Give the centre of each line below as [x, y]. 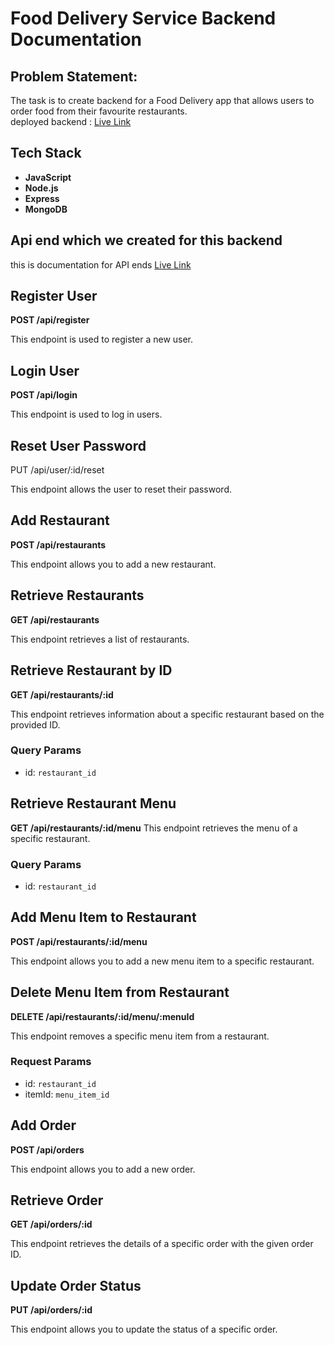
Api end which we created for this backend [146, 240]
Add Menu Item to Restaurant [103, 917]
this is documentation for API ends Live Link [101, 264]
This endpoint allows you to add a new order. [103, 1169]
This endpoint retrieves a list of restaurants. [100, 639]
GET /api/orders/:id [51, 1224]
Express [42, 198]
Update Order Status [76, 1285]
